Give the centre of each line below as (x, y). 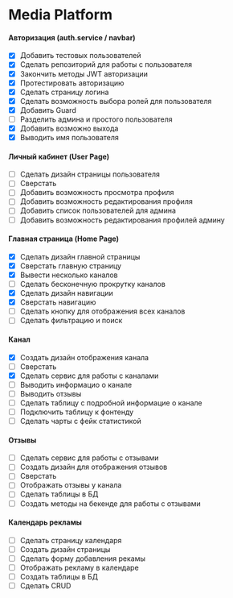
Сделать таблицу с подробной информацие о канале (111, 403)
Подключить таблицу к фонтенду (77, 412)
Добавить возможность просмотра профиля (97, 193)
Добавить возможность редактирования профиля (106, 201)
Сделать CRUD (45, 586)
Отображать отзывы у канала (71, 485)
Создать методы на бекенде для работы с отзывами (110, 503)
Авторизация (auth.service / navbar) (72, 37)
